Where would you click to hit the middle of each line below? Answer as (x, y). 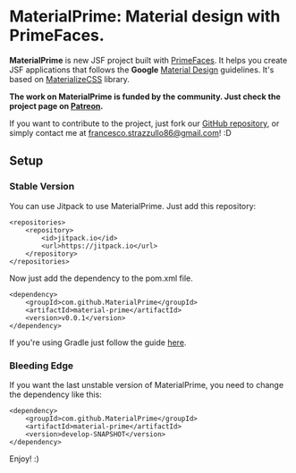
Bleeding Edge (42, 366)
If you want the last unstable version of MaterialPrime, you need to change (147, 384)
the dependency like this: (56, 394)
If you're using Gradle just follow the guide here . (98, 342)
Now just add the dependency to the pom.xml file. (101, 278)
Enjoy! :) (25, 459)
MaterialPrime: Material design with (145, 17)
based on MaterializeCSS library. (69, 79)
